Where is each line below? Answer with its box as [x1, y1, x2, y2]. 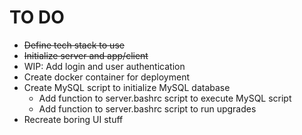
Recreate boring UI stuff [23, 113, 124, 125]
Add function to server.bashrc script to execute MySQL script [38, 92, 292, 104]
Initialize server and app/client [23, 49, 149, 61]
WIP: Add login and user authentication [23, 60, 186, 72]
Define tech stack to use [23, 39, 125, 51]
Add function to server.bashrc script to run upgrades [38, 102, 257, 115]
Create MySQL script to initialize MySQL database [23, 81, 231, 93]
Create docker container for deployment [23, 71, 191, 83]
